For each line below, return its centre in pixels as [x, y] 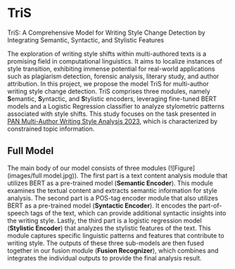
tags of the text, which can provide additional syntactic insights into [128, 213]
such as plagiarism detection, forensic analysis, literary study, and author [113, 76]
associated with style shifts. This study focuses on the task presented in [112, 114]
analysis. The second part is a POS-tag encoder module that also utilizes [113, 198]
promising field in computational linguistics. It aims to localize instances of [115, 61]
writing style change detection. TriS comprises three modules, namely [109, 91]
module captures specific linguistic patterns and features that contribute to [116, 235]
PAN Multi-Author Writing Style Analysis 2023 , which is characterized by [113, 121]
